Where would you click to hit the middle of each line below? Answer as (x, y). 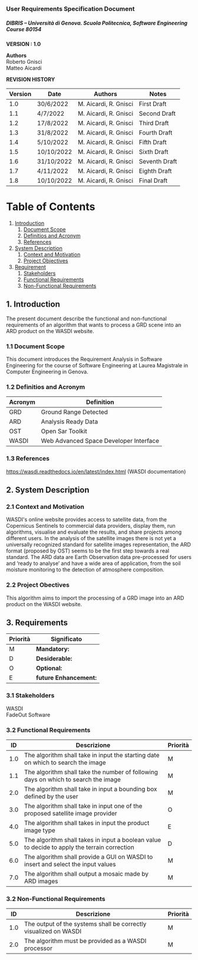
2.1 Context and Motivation (45, 507)
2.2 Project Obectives (38, 585)
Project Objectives (46, 261)
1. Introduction (33, 305)
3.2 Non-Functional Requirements (56, 899)
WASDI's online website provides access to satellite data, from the (86, 520)
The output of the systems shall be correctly (85, 924)
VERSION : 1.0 (24, 44)
